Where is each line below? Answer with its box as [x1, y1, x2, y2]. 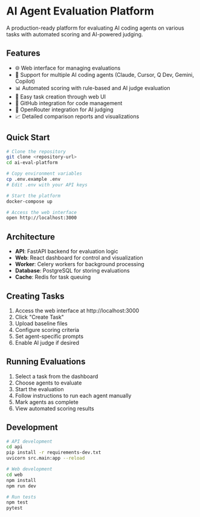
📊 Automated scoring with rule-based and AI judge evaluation [15, 84, 170, 91]
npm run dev [6, 483, 36, 489]
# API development [6, 438, 53, 444]
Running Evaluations [6, 357, 86, 367]
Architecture [6, 232, 56, 242]
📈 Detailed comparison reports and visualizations [15, 112, 140, 120]
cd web [6, 472, 23, 478]
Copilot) [15, 77, 35, 85]
